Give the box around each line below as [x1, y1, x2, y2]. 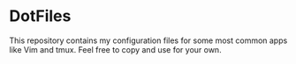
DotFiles [9, 6, 72, 26]
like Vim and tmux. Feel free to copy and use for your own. [9, 44, 223, 54]
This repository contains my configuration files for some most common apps [9, 35, 288, 46]
